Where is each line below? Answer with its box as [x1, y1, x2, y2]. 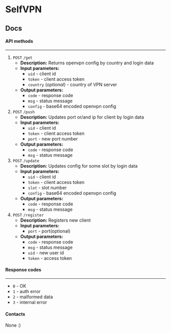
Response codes [5, 267, 42, 273]
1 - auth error [12, 288, 41, 294]
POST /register [12, 212, 44, 218]
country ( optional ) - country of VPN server [27, 81, 118, 87]
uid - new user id [27, 249, 64, 256]
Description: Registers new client [20, 217, 91, 223]
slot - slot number [27, 184, 67, 191]
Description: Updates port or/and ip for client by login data [20, 114, 144, 120]
